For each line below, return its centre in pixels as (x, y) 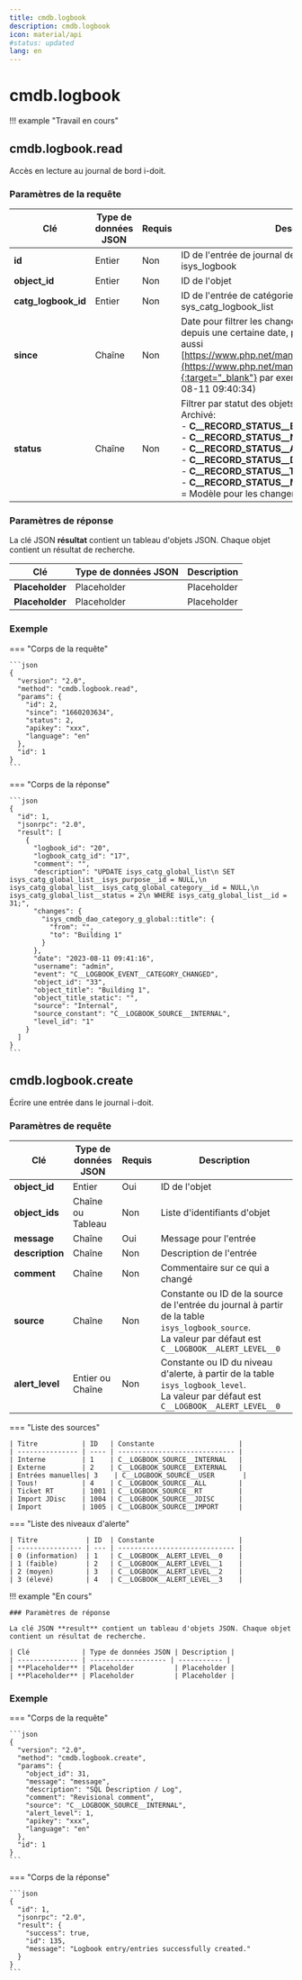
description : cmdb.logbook (60, 26)
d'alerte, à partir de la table (218, 1373)
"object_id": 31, (58, 1774)
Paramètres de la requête (66, 194)
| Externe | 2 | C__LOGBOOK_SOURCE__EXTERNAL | (126, 1467)
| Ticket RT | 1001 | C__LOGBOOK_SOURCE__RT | (126, 1491)
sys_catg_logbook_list (227, 307)
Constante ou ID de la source (222, 1294)
